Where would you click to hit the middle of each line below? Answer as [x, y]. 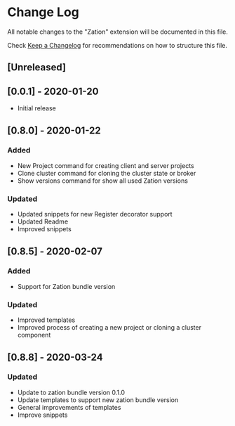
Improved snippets [45, 229]
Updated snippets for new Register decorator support [95, 214]
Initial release [36, 108]
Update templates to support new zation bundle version [98, 400]
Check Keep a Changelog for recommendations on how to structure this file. [117, 45]
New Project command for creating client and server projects [106, 165]
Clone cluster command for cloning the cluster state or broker [107, 173]
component [34, 335]
